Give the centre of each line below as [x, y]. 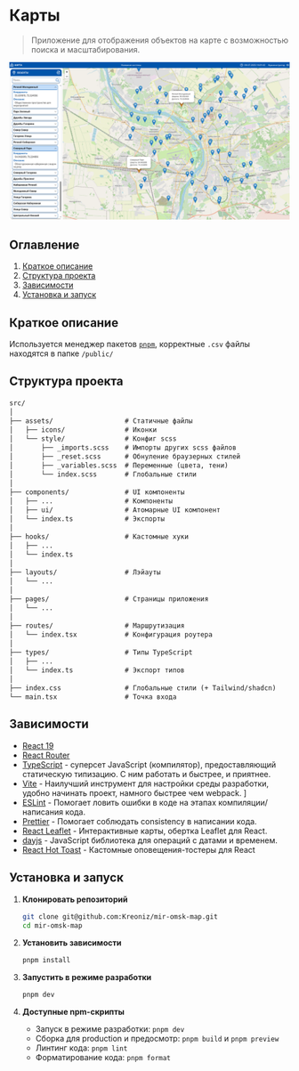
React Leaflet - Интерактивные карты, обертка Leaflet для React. [145, 831]
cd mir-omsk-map [52, 926]
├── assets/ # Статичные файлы [101, 421]
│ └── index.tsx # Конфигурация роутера [111, 634]
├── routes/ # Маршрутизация [97, 625]
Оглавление [44, 244]
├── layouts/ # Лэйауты [85, 572]
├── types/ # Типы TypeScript [101, 652]
